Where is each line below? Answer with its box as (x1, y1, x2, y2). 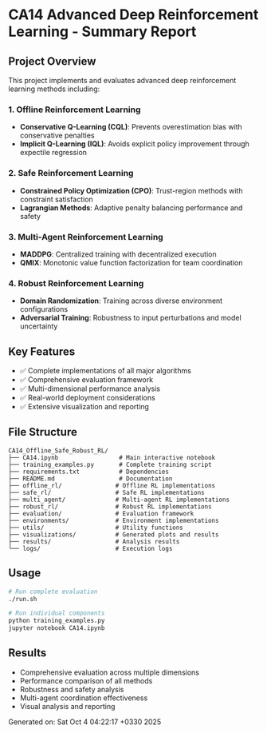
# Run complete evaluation (8, 588, 98, 596)
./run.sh (8, 595, 37, 603)
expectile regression (19, 148, 88, 157)
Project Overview (8, 54, 96, 68)
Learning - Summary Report (8, 22, 197, 41)
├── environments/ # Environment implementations (8, 516, 219, 524)
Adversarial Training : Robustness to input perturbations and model (19, 313, 241, 323)
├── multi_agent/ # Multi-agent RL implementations (8, 496, 230, 504)
